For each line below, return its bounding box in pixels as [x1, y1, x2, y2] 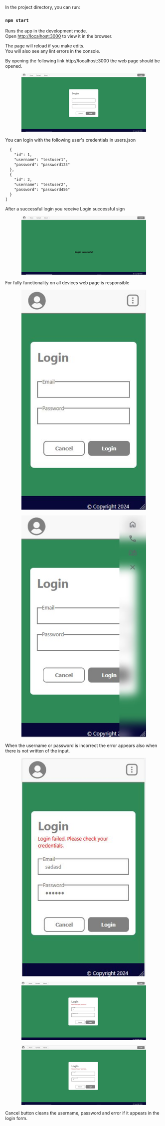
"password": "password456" [14, 187, 70, 192]
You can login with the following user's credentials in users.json [5, 137, 136, 143]
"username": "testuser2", [14, 182, 68, 188]
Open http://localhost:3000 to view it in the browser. [5, 33, 113, 39]
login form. [5, 1115, 27, 1121]
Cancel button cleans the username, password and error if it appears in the [5, 1110, 160, 1116]
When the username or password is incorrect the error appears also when [5, 743, 158, 749]
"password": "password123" [14, 162, 70, 168]
